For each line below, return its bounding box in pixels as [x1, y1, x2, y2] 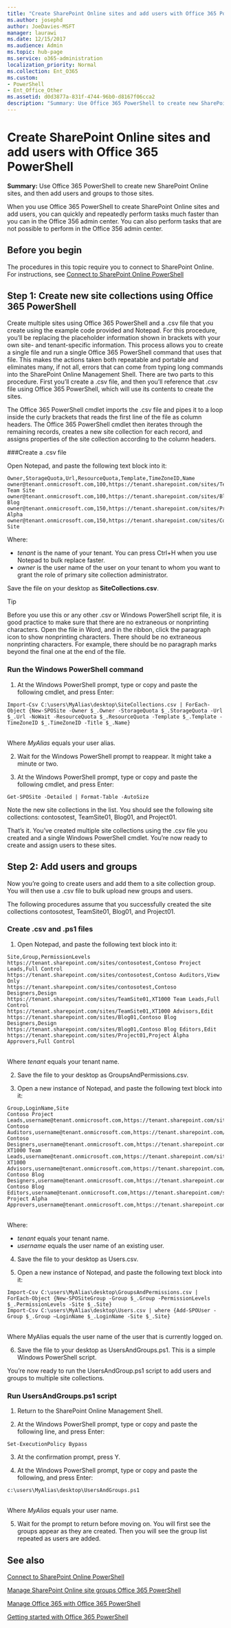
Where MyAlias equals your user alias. [7, 739, 115, 747]
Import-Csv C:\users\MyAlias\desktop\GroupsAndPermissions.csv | [7, 1289, 198, 1296]
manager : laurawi [7, 29, 57, 37]
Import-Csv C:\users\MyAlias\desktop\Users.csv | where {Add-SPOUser [7, 1307, 211, 1314]
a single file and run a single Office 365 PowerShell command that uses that [7, 348, 222, 357]
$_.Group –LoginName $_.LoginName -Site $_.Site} [25, 1313, 170, 1320]
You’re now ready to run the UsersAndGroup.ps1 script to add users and [7, 1367, 212, 1375]
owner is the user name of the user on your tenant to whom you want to [16, 564, 221, 572]
